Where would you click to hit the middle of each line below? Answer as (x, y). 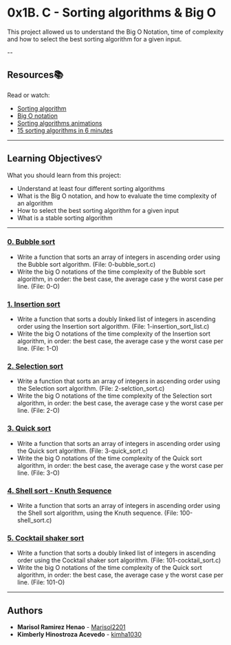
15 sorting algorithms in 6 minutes (65, 130)
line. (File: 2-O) (38, 411)
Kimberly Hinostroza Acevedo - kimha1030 (79, 635)
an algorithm (35, 203)
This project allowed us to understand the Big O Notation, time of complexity (115, 32)
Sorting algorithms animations (59, 123)
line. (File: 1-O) (38, 349)
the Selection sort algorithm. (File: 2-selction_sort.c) (91, 389)
